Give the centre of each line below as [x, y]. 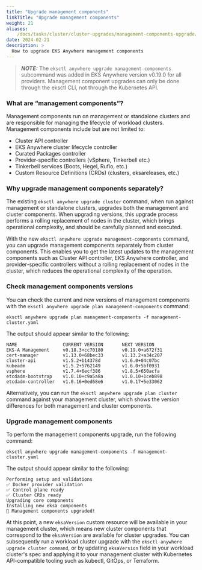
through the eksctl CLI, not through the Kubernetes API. [90, 87]
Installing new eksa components [47, 505]
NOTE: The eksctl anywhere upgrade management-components [96, 68]
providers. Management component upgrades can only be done [100, 81]
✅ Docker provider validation [44, 484]
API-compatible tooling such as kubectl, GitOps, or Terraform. [83, 560]
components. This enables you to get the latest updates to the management [100, 252]
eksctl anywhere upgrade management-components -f [71, 452]
